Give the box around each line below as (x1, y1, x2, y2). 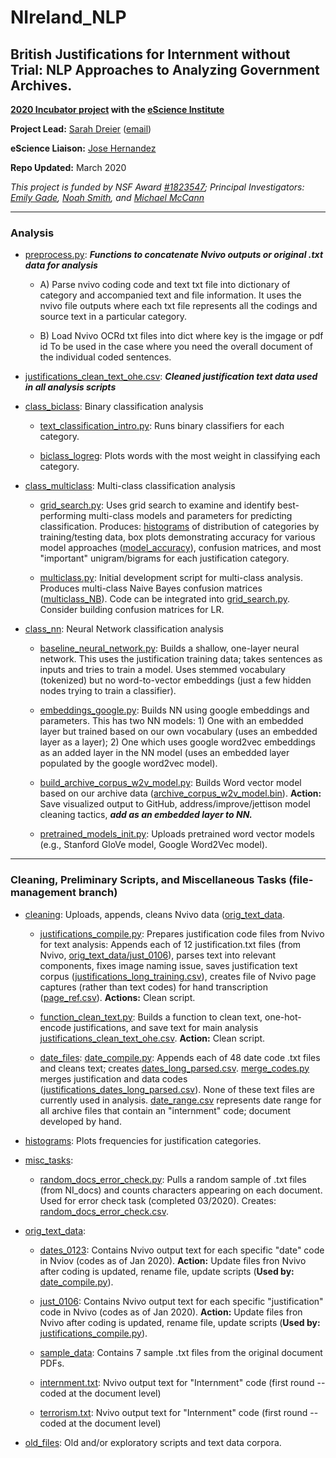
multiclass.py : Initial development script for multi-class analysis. (39, 572, 303, 584)
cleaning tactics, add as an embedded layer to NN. (39, 809, 253, 821)
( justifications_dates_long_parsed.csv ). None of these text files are (39, 1083, 315, 1095)
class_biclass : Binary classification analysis (24, 401, 204, 413)
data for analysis (24, 259, 98, 271)
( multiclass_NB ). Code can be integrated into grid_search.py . (39, 593, 291, 605)
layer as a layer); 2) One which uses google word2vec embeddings (39, 736, 316, 748)
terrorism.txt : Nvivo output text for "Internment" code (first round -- (39, 1406, 319, 1418)
